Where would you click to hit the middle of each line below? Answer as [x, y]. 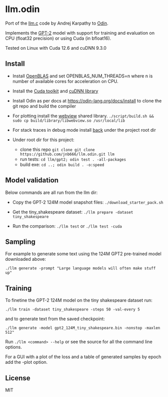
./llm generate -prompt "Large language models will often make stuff [80, 268]
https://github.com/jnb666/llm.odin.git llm [67, 154]
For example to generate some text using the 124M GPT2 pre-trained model [83, 254]
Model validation [32, 180]
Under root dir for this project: [43, 140]
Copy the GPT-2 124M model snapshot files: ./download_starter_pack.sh [88, 202]
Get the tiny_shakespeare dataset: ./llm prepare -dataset [73, 212]
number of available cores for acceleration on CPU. [65, 81]
